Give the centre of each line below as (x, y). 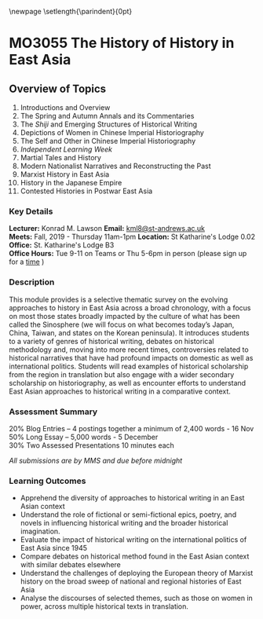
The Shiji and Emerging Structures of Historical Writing (108, 124)
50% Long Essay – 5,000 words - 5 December (84, 437)
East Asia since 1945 (54, 548)
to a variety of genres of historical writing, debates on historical (111, 341)
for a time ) (27, 262)
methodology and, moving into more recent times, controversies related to (129, 350)
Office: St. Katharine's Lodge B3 (62, 245)
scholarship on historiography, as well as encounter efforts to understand (128, 383)
